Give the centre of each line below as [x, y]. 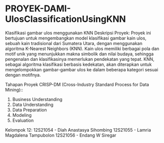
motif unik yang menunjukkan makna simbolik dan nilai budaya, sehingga [80, 54]
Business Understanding [37, 99]
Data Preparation [29, 110]
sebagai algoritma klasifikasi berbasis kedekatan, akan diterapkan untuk [79, 64]
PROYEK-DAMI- [38, 9]
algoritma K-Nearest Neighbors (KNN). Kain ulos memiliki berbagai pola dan [82, 48]
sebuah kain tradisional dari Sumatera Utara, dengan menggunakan [74, 43]
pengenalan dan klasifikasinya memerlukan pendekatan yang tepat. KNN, [80, 59]
